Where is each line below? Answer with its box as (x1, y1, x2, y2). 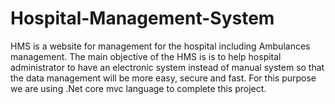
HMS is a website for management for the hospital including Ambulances (10, 40, 311, 52)
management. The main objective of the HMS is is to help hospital (10, 50, 282, 62)
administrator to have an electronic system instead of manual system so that (10, 61, 325, 73)
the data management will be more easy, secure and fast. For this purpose (10, 72, 317, 84)
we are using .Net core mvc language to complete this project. (10, 82, 267, 94)
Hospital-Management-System (10, 7, 275, 30)
